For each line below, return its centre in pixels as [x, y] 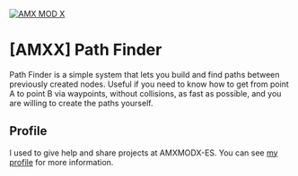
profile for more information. [61, 162]
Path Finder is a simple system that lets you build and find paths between [145, 74]
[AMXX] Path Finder [86, 50]
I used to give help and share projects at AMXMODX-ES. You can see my [144, 153]
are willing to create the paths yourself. [81, 103]
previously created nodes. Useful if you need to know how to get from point [149, 84]
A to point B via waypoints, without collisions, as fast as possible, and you [145, 93]
